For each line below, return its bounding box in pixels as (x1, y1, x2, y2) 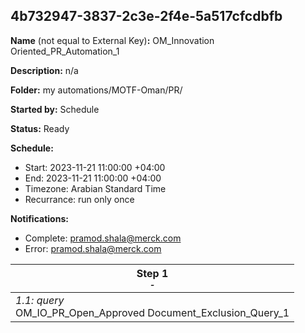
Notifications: (10, 212, 69, 224)
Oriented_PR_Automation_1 (10, 45, 120, 57)
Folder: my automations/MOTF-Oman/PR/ (10, 84, 183, 96)
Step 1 (136, 266, 169, 280)
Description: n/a (10, 64, 79, 76)
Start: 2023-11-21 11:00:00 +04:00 (24, 161, 166, 173)
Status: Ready (10, 122, 70, 134)
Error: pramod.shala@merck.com (24, 242, 162, 254)
